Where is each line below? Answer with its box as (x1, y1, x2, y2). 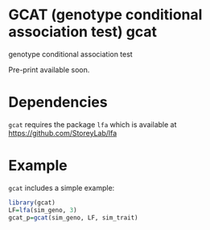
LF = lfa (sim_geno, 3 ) (8, 206, 78, 214)
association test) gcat (8, 23, 157, 41)
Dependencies (8, 93, 108, 112)
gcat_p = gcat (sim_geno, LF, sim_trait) (8, 213, 138, 222)
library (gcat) (8, 199, 56, 207)
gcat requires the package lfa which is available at (8, 119, 177, 129)
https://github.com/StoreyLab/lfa (8, 128, 117, 138)
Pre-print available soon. (8, 64, 90, 74)
